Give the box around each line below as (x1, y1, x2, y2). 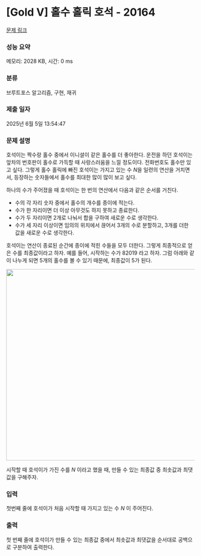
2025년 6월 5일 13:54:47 (6, 120, 66, 127)
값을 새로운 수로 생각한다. (14, 229, 75, 237)
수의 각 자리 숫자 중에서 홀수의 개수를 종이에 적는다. (14, 199, 135, 207)
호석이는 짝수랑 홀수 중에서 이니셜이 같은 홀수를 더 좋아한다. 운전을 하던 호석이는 (6, 151, 193, 159)
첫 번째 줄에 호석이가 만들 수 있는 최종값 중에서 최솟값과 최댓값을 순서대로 (6, 536, 177, 543)
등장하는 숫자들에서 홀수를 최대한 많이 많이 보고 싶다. (14, 174, 137, 181)
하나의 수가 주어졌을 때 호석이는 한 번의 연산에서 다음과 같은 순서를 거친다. (6, 186, 178, 194)
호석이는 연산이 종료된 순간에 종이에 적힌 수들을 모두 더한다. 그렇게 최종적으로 (6, 242, 187, 249)
